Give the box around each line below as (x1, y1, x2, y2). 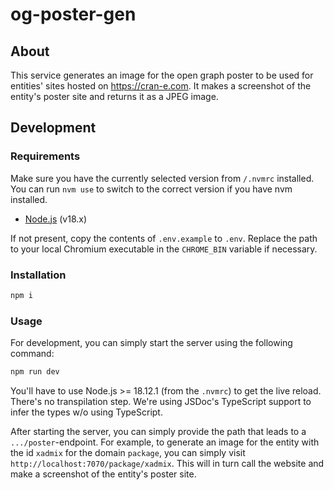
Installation (10, 268, 67, 282)
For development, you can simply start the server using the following (10, 337, 293, 349)
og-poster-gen (10, 3, 137, 26)
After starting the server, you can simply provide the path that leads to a (10, 426, 307, 438)
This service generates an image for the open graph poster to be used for (10, 69, 314, 81)
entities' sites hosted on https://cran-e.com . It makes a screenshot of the (10, 80, 312, 92)
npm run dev (10, 367, 60, 377)
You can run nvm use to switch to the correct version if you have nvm (10, 183, 293, 195)
